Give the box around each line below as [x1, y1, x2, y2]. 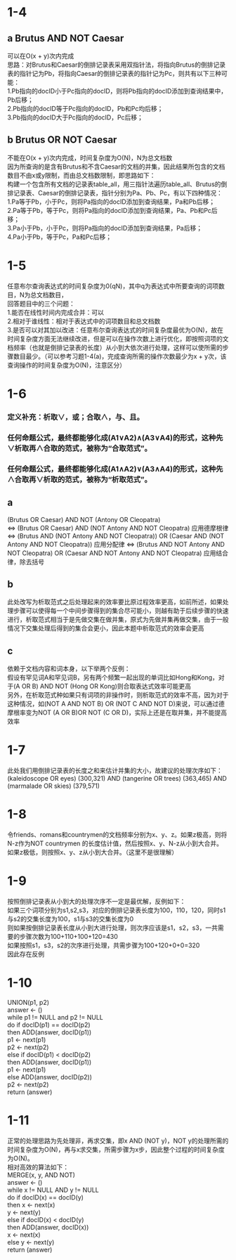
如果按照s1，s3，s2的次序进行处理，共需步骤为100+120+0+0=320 [7, 941, 200, 949]
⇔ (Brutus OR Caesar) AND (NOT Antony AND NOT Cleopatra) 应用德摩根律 [7, 524, 229, 532]
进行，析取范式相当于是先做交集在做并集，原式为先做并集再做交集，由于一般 [7, 616, 229, 624]
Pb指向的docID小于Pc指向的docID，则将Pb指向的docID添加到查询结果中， [11, 87, 228, 95]
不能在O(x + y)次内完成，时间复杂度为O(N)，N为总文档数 [7, 153, 173, 162]
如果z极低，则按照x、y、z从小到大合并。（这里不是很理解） [7, 848, 178, 857]
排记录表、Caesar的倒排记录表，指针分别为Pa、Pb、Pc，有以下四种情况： [7, 188, 223, 197]
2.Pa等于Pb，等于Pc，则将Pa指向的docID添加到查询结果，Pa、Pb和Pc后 [7, 206, 218, 214]
